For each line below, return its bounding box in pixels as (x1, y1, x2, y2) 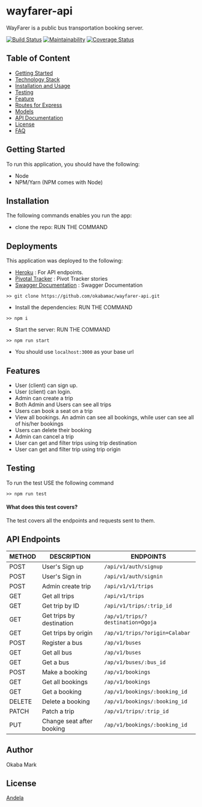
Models (14, 107, 34, 115)
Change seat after (41, 717, 93, 725)
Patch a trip (41, 707, 75, 715)
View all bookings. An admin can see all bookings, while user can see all (14, 414, 194, 421)
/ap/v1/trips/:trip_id (104, 708, 170, 715)
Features (6, 366, 40, 376)
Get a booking (41, 687, 82, 696)
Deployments (6, 241, 58, 251)
